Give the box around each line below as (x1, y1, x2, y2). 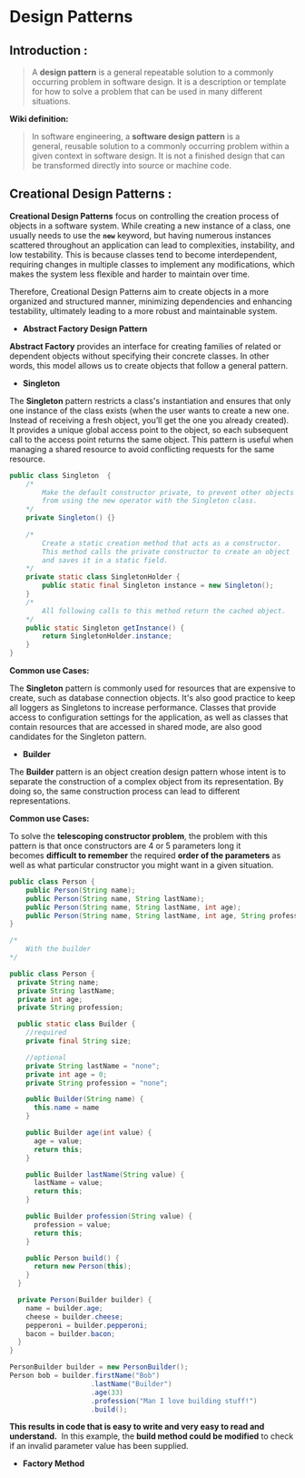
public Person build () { (25, 1253, 120, 1262)
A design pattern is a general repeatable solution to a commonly (31, 66, 274, 77)
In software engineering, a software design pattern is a (31, 131, 241, 142)
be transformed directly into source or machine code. (31, 160, 231, 170)
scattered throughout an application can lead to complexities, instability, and (9, 239, 295, 250)
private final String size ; (25, 1037, 132, 1046)
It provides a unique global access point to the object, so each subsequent (9, 424, 289, 435)
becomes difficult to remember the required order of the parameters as (9, 850, 281, 861)
